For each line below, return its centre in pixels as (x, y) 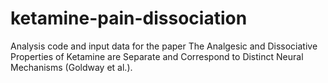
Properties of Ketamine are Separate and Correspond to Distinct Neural (157, 56)
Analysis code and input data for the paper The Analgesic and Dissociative (164, 46)
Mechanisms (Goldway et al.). (71, 67)
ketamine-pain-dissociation (129, 18)
